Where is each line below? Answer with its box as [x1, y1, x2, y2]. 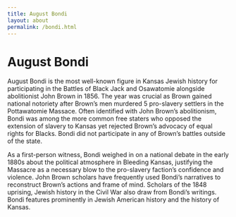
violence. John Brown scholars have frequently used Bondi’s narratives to [7, 173, 221, 182]
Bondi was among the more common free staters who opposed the [7, 114, 202, 123]
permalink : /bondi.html [7, 23, 77, 30]
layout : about [7, 17, 49, 24]
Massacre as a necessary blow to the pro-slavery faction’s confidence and [7, 166, 224, 174]
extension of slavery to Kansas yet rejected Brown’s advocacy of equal [7, 122, 213, 130]
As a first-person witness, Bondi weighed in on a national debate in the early [7, 151, 229, 159]
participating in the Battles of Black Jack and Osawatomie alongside [7, 85, 205, 93]
